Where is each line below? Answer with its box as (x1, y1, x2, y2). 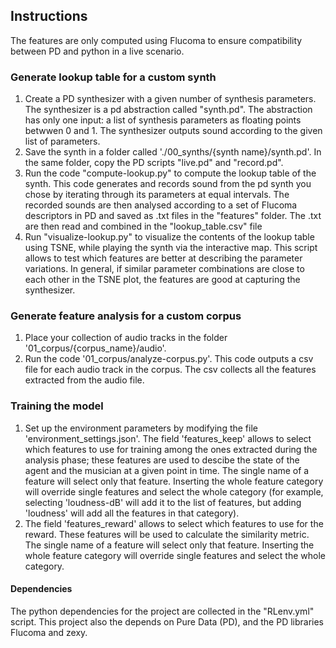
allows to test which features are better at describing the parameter (24, 252, 303, 264)
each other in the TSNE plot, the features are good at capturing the (24, 274, 301, 286)
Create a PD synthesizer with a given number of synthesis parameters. (24, 93, 317, 105)
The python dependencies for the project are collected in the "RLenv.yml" (10, 605, 315, 617)
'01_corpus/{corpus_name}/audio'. (24, 342, 167, 354)
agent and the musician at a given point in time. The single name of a (24, 464, 310, 476)
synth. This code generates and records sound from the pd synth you (24, 178, 312, 190)
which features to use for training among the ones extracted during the (24, 443, 318, 455)
